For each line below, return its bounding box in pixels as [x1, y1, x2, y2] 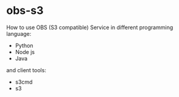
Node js [15, 48, 35, 55]
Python [15, 42, 33, 49]
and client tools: [6, 66, 47, 73]
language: [6, 30, 32, 37]
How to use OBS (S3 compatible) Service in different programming [6, 24, 174, 31]
